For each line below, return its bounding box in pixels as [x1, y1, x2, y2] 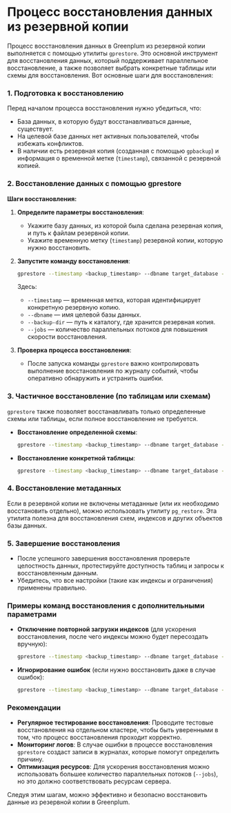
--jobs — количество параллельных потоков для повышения [27, 326, 208, 334]
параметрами [7, 609, 57, 619]
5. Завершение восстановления [7, 539, 121, 548]
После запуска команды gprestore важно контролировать [27, 359, 200, 368]
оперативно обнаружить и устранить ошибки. [27, 374, 164, 382]
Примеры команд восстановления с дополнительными [7, 601, 205, 610]
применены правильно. [17, 583, 88, 592]
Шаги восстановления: [7, 194, 77, 203]
